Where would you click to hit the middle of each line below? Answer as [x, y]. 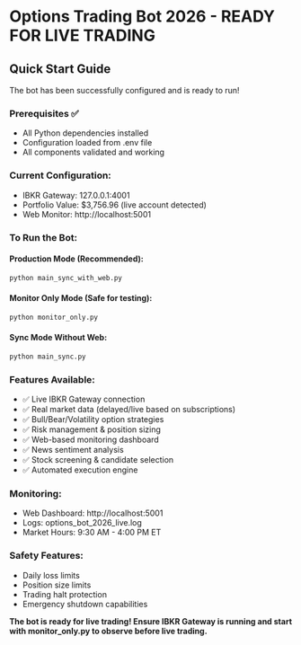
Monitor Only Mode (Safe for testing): [81, 298]
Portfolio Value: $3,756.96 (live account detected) [114, 205]
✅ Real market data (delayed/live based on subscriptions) [129, 410]
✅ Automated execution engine [80, 470]
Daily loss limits [51, 575]
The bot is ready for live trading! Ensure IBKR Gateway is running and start [151, 621]
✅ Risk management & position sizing [92, 429]
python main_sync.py [48, 357]
